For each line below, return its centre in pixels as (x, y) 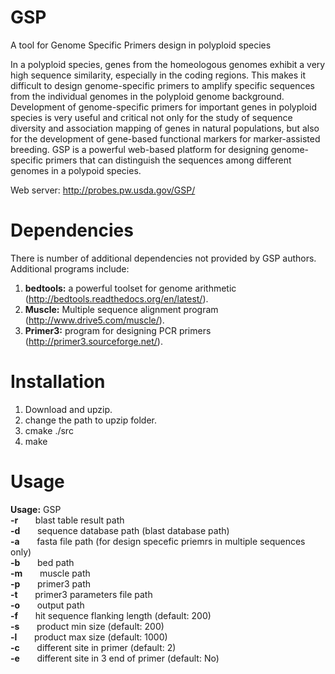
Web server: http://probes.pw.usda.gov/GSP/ (103, 190)
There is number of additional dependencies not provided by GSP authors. (163, 258)
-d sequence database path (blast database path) (120, 530)
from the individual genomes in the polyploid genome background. (147, 96)
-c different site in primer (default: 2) (93, 647)
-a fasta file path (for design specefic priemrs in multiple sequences (158, 541)
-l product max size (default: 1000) (89, 637)
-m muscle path (50, 573)
